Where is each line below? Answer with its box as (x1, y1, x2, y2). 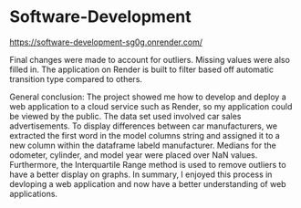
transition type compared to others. (9, 73, 143, 84)
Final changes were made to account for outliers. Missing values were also (9, 54, 290, 65)
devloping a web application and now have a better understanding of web (9, 178, 286, 189)
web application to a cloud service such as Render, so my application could (9, 100, 293, 111)
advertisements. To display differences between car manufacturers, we (9, 120, 278, 131)
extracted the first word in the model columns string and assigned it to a (9, 130, 280, 140)
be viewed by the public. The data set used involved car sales (9, 110, 242, 121)
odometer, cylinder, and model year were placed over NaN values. (9, 149, 258, 161)
